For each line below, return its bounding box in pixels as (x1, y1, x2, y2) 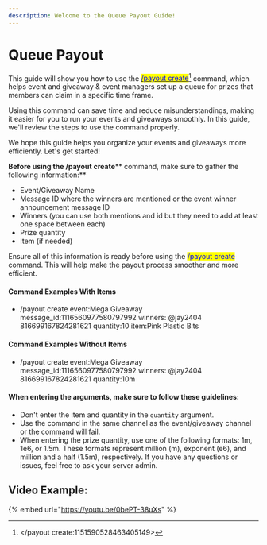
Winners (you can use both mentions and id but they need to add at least (19, 211, 259, 221)
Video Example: (8, 484, 88, 497)
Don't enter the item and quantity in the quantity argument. (19, 410, 215, 419)
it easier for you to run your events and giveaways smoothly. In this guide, (8, 114, 250, 124)
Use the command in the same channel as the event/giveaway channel (19, 418, 252, 427)
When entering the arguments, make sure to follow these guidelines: (8, 392, 240, 402)
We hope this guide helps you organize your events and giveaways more (8, 138, 246, 148)
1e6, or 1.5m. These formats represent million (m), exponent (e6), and (19, 443, 246, 453)
